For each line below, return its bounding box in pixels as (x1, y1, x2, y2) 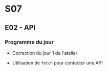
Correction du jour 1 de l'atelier (12, 50, 78, 56)
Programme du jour (5, 39, 54, 46)
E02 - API (5, 23, 36, 32)
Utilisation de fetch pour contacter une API (12, 59, 103, 66)
